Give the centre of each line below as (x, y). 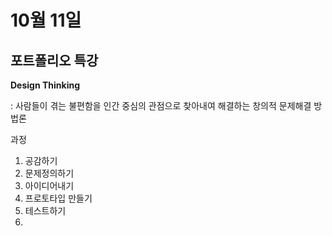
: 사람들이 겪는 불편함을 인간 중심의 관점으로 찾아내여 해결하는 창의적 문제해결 (161, 105)
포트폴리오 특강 (54, 60)
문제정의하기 (49, 173)
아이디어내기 (49, 185)
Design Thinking (45, 85)
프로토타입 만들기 (58, 198)
